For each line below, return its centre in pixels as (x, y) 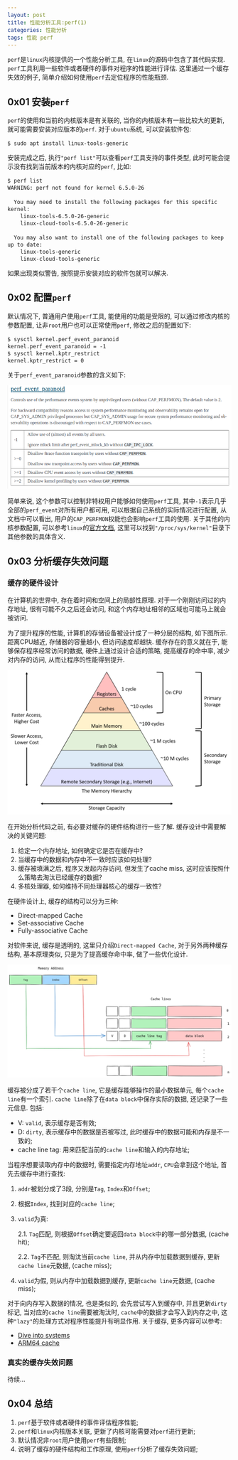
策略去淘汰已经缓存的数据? (63, 877)
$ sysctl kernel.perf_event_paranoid (63, 339)
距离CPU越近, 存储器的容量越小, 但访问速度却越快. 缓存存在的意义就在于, (114, 642)
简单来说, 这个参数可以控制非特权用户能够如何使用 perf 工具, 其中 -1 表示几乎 (117, 501)
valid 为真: (33, 1218)
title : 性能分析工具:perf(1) (47, 22)
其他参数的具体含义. (37, 537)
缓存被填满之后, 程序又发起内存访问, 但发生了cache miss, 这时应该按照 (120, 868)
